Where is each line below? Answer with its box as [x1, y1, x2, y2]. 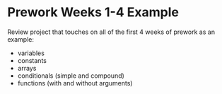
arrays [17, 64, 37, 72]
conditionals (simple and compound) [17, 71, 125, 80]
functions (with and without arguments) [17, 78, 133, 87]
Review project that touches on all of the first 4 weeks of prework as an [7, 28, 216, 36]
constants [17, 56, 47, 64]
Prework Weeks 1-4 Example [7, 4, 179, 20]
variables [17, 49, 45, 57]
